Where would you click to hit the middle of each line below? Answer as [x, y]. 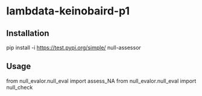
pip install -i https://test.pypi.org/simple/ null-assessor [74, 47]
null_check [20, 87]
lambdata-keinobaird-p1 [68, 11]
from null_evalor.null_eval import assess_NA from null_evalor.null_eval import [101, 81]
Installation [28, 33]
